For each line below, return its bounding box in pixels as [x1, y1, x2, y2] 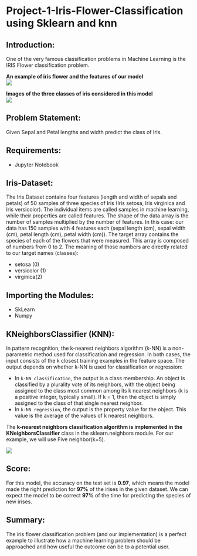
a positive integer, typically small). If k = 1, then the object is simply [14, 394, 176, 401]
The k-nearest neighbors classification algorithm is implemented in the [6, 424, 183, 431]
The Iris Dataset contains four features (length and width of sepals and [6, 193, 177, 200]
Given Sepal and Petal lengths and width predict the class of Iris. [6, 128, 162, 135]
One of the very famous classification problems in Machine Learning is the [6, 56, 186, 62]
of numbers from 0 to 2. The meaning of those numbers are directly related [6, 243, 188, 250]
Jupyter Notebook [14, 161, 59, 168]
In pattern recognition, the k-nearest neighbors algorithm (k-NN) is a [6, 344, 171, 352]
